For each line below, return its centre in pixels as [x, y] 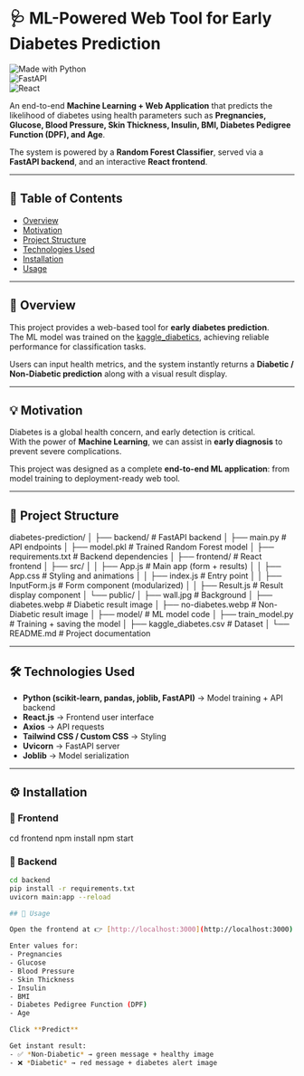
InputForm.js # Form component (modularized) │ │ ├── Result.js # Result [146, 586]
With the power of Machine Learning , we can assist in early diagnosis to [146, 442]
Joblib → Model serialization [76, 756]
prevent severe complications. [66, 452]
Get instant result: [48, 1046]
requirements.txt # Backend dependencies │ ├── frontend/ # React [136, 557]
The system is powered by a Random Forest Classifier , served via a [137, 152]
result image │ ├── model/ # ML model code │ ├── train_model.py [168, 614]
